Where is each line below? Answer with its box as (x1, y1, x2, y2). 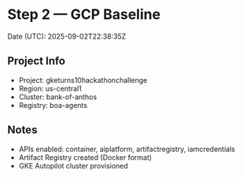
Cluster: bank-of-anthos (18, 92, 98, 102)
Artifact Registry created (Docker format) (18, 152, 153, 162)
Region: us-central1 (18, 83, 82, 93)
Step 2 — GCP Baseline (7, 6, 161, 24)
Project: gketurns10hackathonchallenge (18, 75, 148, 84)
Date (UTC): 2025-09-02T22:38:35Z (7, 32, 127, 41)
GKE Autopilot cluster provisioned (18, 161, 129, 170)
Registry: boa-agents (18, 100, 88, 109)
